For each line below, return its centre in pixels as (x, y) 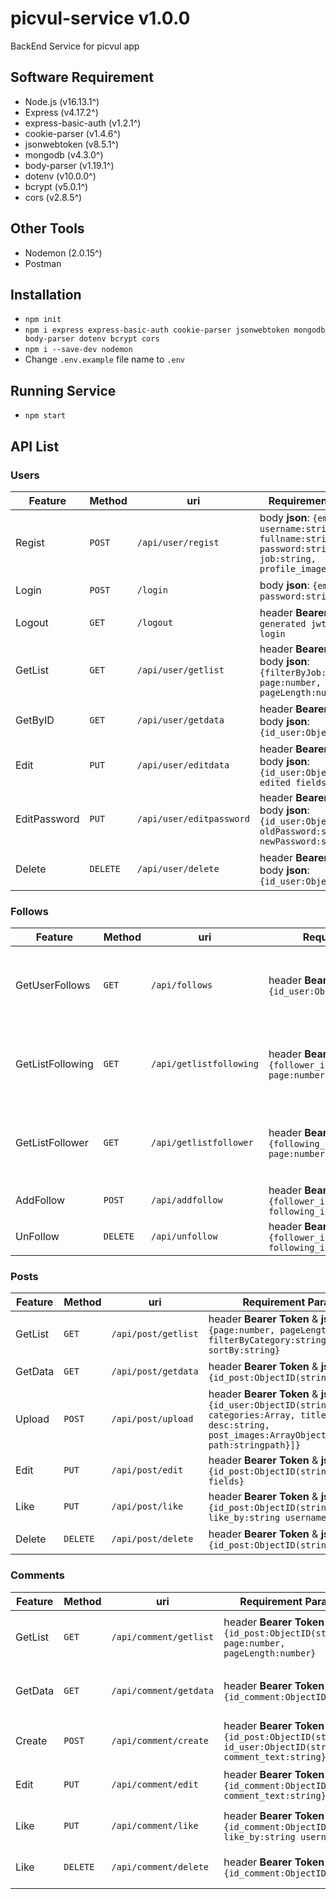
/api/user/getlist (180, 670)
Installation (46, 294)
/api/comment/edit (155, 1784)
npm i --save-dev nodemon (78, 350)
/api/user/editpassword (193, 818)
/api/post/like (147, 1506)
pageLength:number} (270, 1653)
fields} (226, 1481)
